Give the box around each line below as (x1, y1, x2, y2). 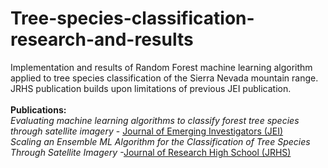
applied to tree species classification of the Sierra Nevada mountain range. (10, 72, 319, 84)
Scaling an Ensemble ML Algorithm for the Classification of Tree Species (10, 135, 311, 147)
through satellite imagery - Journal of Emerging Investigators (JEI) (10, 125, 284, 137)
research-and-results (10, 28, 194, 51)
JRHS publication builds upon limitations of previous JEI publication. (10, 82, 292, 94)
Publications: (10, 103, 67, 116)
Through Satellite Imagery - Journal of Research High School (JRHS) (10, 146, 292, 158)
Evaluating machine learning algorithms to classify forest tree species (10, 114, 300, 126)
